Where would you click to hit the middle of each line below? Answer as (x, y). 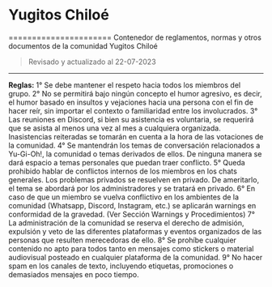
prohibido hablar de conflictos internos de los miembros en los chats (123, 171)
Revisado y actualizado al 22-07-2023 (92, 62)
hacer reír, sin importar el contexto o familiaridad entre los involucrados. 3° (133, 110)
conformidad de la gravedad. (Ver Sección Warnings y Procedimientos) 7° (132, 214)
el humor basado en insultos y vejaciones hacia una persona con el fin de (131, 102)
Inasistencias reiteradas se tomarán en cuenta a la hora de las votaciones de (136, 136)
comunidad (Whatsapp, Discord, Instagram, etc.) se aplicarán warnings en (132, 205)
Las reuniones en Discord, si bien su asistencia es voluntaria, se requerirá (131, 119)
